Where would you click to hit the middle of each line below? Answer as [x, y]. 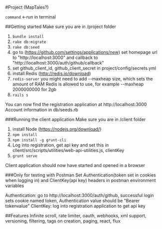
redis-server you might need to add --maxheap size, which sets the [82, 79]
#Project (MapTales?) [27, 7]
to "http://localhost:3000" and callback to [55, 57]
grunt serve [25, 156]
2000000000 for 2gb [34, 89]
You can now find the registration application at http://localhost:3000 [76, 104]
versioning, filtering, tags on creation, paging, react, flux [63, 221]
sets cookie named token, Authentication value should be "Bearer [73, 200]
